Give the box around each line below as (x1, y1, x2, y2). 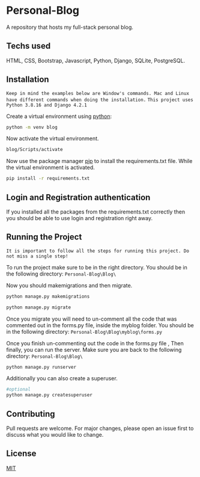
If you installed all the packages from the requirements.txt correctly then (6, 208, 186, 215)
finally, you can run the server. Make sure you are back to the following (6, 346, 182, 353)
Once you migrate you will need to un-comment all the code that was (6, 315, 177, 322)
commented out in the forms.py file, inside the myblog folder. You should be (6, 321, 194, 328)
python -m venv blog (6, 124, 58, 130)
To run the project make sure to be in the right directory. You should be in (6, 263, 187, 271)
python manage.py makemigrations (6, 293, 90, 300)
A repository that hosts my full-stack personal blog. (6, 23, 134, 31)
